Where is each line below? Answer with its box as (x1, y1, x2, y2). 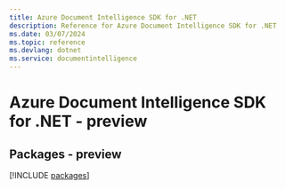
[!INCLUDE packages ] (9, 170, 90, 180)
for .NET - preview (9, 112, 148, 131)
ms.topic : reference (9, 37, 86, 47)
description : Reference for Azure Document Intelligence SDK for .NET (9, 21, 277, 30)
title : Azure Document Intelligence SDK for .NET (9, 12, 198, 22)
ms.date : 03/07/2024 (9, 29, 86, 38)
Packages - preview (9, 146, 122, 161)
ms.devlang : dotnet (9, 46, 82, 55)
